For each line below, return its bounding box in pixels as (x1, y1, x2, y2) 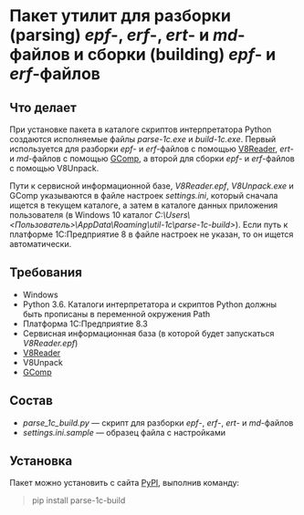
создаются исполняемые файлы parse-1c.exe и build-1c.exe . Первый (9, 134, 277, 144)
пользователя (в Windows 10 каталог (9, 210, 153, 220)
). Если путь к (235, 220, 288, 230)
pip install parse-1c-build (31, 495, 126, 506)
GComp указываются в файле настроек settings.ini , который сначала (9, 191, 278, 201)
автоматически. (9, 239, 72, 249)
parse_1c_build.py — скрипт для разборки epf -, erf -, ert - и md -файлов (22, 417, 294, 428)
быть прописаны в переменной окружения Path (22, 308, 211, 319)
